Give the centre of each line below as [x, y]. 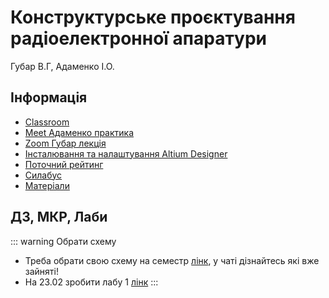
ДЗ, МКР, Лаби [59, 217]
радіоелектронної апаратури [139, 38]
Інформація [49, 97]
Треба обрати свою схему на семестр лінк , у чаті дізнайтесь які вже [172, 260]
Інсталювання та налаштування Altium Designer [126, 153]
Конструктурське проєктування [153, 17]
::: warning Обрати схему [63, 241]
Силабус [43, 175]
